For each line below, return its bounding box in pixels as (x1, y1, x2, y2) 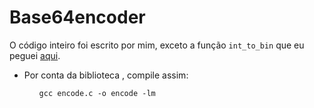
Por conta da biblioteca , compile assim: (23, 69, 189, 81)
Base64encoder (9, 6, 146, 29)
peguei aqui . (9, 49, 61, 61)
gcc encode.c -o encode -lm (38, 88, 156, 98)
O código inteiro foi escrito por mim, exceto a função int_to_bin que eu (9, 39, 305, 51)
